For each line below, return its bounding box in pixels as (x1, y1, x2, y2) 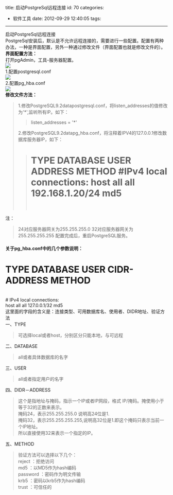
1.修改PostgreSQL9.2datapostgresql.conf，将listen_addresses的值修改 (18, 102, 168, 109)
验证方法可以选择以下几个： (18, 452, 77, 458)
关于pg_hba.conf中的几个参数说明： (5, 245, 83, 251)
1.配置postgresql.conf (5, 68, 51, 75)
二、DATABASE (5, 343, 38, 349)
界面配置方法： (5, 50, 37, 57)
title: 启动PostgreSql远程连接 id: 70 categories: (5, 5, 105, 10)
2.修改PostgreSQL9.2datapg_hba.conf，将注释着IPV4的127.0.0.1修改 (18, 130, 163, 136)
